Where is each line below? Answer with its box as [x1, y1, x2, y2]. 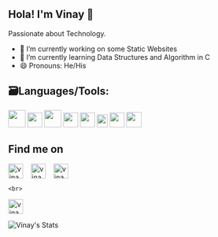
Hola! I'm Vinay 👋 [8, 8, 94, 21]
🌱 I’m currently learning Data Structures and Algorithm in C [19, 52, 211, 61]
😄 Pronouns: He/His [19, 61, 87, 70]
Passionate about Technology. [8, 28, 106, 38]
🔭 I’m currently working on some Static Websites [19, 44, 178, 54]
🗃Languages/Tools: [8, 84, 109, 98]
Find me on [8, 143, 64, 156]
